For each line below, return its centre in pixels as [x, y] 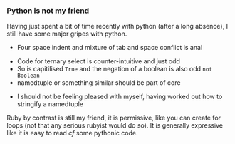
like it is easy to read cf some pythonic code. [72, 133]
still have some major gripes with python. [67, 34]
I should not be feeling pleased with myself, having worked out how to [120, 97]
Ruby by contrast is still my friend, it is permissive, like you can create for [114, 118]
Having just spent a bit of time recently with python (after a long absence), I [117, 26]
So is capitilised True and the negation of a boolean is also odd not [115, 69]
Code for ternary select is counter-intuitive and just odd [99, 61]
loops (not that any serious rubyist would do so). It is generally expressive [115, 125]
